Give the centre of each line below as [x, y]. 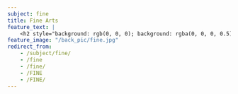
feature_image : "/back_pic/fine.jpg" [63, 40]
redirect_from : [30, 47]
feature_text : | [31, 27]
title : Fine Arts [33, 20]
